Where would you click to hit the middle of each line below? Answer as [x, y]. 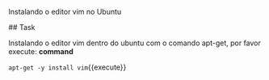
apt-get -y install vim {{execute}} [67, 67]
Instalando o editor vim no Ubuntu [65, 12]
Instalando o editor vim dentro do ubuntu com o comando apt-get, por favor [134, 43]
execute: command [41, 51]
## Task [22, 27]
